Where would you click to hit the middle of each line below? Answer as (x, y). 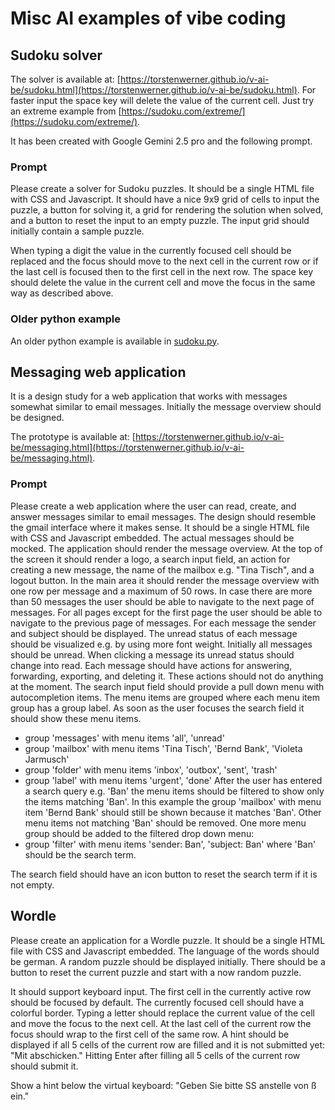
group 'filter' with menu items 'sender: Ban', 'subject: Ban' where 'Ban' (170, 844)
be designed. (37, 418)
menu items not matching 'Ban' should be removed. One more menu (165, 823)
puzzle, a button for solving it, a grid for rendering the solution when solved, (167, 210)
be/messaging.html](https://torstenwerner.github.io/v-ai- (127, 448)
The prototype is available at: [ (73, 437)
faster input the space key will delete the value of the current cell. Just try (162, 100)
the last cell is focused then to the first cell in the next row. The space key (162, 272)
